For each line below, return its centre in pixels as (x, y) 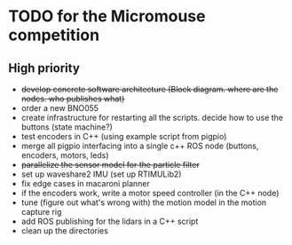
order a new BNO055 (60, 108)
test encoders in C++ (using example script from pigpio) (124, 136)
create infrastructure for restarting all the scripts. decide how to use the (152, 118)
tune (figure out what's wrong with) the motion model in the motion (144, 202)
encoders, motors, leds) (65, 155)
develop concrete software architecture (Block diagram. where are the (150, 89)
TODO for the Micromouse (107, 16)
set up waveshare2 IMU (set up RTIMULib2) (101, 174)
